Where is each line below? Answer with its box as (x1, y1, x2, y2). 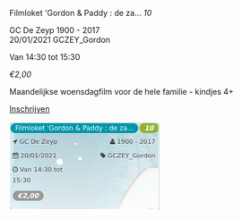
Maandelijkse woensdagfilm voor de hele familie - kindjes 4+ (9, 87, 235, 97)
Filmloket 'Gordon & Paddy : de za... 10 (9, 8, 152, 18)
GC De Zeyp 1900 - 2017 (9, 25, 100, 35)
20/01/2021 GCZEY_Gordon (9, 35, 110, 45)
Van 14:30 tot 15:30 (9, 52, 81, 62)
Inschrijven (9, 104, 50, 114)
